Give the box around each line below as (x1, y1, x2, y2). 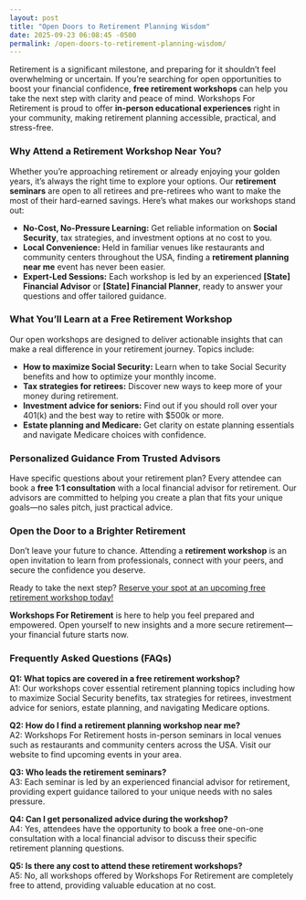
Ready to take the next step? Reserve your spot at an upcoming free (9, 582, 267, 594)
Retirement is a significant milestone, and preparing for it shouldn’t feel (9, 64, 277, 75)
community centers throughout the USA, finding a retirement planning (22, 251, 290, 262)
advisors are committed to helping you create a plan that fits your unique (9, 492, 283, 503)
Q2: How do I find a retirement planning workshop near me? (9, 719, 240, 731)
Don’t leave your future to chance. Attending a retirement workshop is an (9, 545, 288, 556)
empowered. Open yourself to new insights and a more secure (9, 619, 245, 630)
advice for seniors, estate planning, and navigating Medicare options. (9, 702, 270, 713)
